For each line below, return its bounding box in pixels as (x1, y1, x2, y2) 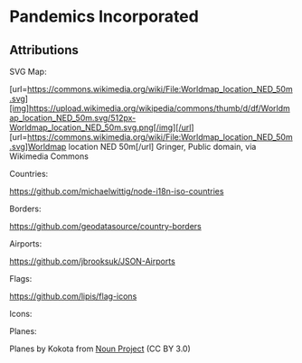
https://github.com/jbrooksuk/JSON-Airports (9, 256, 176, 266)
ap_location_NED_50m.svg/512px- (9, 113, 137, 123)
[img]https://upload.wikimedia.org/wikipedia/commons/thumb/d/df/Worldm (9, 103, 291, 114)
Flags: (9, 274, 33, 284)
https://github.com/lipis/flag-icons (9, 291, 137, 302)
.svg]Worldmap (9, 142, 67, 152)
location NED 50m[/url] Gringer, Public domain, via (68, 142, 257, 152)
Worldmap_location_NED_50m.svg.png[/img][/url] (9, 122, 194, 133)
